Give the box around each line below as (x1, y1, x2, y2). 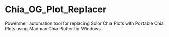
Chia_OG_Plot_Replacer (5, 4, 107, 15)
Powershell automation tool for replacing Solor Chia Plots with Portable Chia (5, 20, 164, 26)
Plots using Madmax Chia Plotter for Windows (5, 25, 101, 31)
